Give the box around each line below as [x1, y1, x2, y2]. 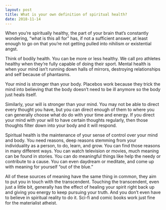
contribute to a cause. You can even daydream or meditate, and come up [5, 159, 155, 165]
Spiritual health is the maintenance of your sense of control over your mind [5, 132, 158, 138]
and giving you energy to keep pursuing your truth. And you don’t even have [5, 190, 161, 196]
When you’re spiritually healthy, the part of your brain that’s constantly [5, 30, 149, 36]
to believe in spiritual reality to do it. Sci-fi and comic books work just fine [5, 195, 155, 201]
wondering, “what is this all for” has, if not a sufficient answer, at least [5, 35, 148, 41]
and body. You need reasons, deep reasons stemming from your [5, 137, 137, 143]
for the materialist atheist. [5, 200, 57, 206]
